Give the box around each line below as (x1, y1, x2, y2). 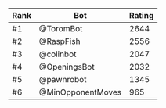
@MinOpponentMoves (38, 87, 122, 97)
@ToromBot (38, 23, 83, 34)
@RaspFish (38, 36, 81, 46)
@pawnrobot (38, 74, 87, 85)
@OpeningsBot (38, 62, 96, 72)
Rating (128, 10, 154, 20)
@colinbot (38, 49, 77, 59)
